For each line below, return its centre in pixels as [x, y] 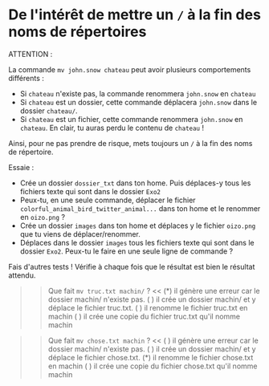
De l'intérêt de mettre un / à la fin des [134, 15]
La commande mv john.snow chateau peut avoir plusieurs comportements [130, 69]
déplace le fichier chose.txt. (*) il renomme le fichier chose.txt [151, 357]
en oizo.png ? [43, 217]
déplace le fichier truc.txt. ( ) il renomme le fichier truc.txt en [148, 307]
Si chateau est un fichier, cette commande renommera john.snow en [131, 119]
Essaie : [21, 167]
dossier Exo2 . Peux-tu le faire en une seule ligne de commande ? [126, 251]
